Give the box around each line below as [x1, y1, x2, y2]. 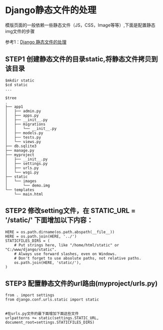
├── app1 [5, 104, 23, 109]
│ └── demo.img [5, 183, 50, 188]
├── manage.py [5, 148, 35, 153]
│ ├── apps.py [5, 113, 39, 118]
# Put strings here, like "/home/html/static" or [14, 242, 120, 247]
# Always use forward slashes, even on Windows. [14, 251, 117, 256]
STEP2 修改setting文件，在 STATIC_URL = [5, 206, 136, 215]
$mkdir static [5, 78, 35, 83]
